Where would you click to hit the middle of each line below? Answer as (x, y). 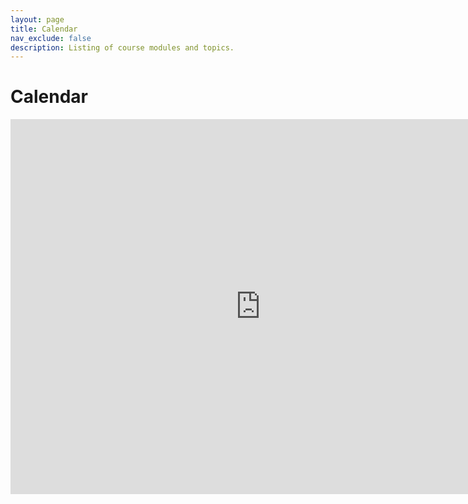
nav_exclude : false (51, 38)
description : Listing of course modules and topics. (122, 47)
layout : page (37, 19)
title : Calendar (44, 29)
